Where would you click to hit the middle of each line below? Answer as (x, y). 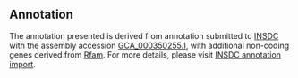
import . (22, 64)
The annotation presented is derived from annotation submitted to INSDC (144, 35)
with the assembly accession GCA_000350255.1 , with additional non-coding (149, 45)
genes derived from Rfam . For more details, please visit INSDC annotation (145, 55)
